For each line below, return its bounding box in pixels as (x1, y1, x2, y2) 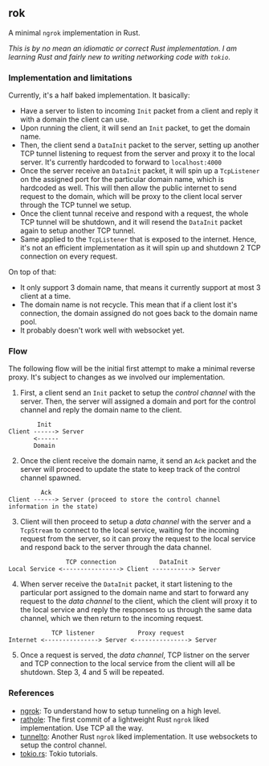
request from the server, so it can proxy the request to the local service (19, 534, 256, 544)
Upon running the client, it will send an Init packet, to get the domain (19, 123, 251, 133)
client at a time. (19, 292, 71, 301)
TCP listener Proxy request (51, 629, 185, 637)
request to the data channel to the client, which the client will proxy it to (19, 596, 258, 607)
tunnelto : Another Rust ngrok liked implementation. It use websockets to (19, 731, 258, 741)
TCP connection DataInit (65, 558, 189, 566)
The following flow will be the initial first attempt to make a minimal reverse (8, 364, 255, 374)
